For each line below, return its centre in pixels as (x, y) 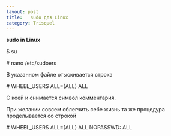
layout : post (22, 12)
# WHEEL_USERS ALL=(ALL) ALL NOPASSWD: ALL (69, 128)
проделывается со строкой (41, 116)
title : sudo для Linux (37, 17)
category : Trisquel (31, 23)
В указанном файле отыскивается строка (59, 75)
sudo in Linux (23, 40)
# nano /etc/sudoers (31, 63)
